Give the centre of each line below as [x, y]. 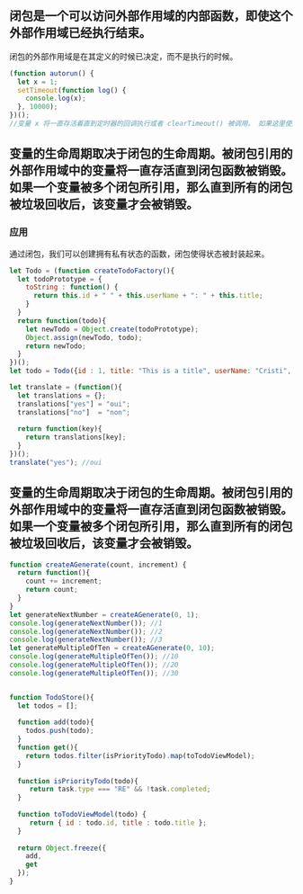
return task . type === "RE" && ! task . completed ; [120, 790]
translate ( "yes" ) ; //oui [56, 462]
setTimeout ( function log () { [72, 90]
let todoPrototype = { [60, 279]
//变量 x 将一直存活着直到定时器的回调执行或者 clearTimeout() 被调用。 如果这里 [147, 124]
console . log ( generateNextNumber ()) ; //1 [86, 623]
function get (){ [48, 748]
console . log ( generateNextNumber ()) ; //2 [86, 631]
